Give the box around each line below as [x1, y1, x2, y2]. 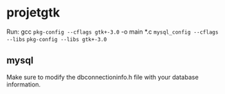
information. [6, 80, 41, 89]
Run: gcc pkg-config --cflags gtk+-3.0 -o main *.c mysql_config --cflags [6, 27, 219, 36]
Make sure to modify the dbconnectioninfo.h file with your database [6, 73, 199, 81]
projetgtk [6, 5, 61, 21]
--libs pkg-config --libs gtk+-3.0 [6, 36, 107, 43]
